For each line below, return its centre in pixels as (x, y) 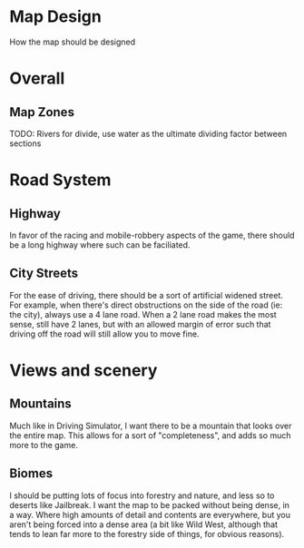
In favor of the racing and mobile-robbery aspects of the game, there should (152, 235)
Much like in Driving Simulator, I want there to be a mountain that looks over (151, 426)
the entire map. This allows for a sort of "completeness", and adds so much (151, 435)
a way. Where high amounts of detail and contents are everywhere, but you (150, 514)
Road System (60, 180)
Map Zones (42, 112)
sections (25, 143)
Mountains (41, 404)
